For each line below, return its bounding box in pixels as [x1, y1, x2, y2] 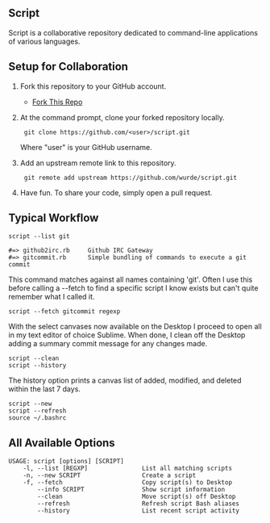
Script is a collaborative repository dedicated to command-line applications [8, 27, 258, 37]
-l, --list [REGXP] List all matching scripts [23, 464, 232, 473]
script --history [8, 362, 67, 370]
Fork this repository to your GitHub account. [19, 81, 167, 91]
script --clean [8, 354, 60, 362]
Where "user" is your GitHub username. [19, 142, 152, 152]
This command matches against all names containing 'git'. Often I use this [8, 274, 253, 285]
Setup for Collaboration [8, 60, 129, 73]
